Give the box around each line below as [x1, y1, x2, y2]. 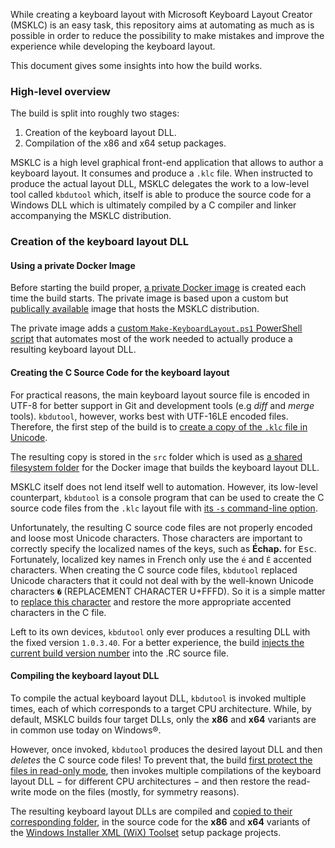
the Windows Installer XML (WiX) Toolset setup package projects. [10, 826, 282, 838]
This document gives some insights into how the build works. [10, 60, 263, 71]
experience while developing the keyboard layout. [10, 40, 216, 52]
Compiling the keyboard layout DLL [10, 670, 160, 682]
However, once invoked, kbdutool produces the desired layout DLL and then [10, 743, 323, 755]
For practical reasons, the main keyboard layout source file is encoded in [10, 389, 310, 401]
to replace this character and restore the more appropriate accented [10, 595, 292, 608]
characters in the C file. [10, 606, 107, 618]
